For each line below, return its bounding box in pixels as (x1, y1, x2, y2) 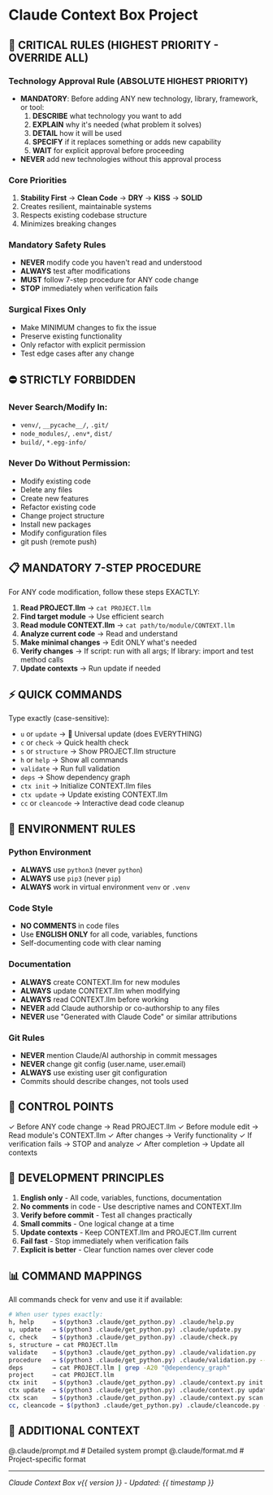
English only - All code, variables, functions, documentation (19, 1192, 222, 1202)
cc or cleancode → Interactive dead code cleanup (19, 798, 184, 808)
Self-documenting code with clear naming (19, 938, 162, 948)
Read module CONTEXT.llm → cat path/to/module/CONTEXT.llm (19, 620, 236, 630)
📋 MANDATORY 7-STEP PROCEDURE (8, 562, 201, 575)
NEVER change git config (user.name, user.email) (19, 1059, 186, 1069)
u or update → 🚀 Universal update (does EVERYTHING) (19, 729, 202, 739)
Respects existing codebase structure (19, 210, 148, 221)
